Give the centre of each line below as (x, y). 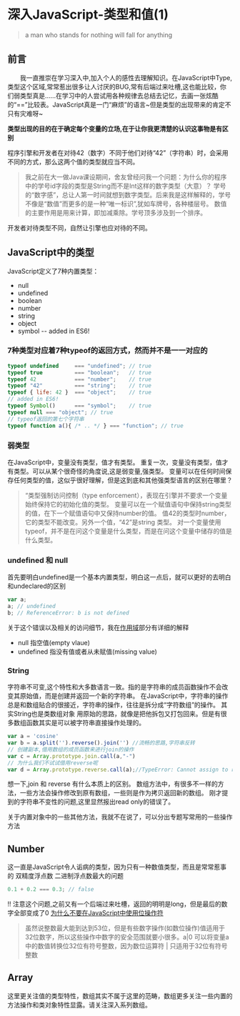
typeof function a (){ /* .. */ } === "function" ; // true (95, 426)
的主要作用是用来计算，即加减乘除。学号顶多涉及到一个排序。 (116, 212)
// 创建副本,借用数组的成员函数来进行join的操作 (71, 749)
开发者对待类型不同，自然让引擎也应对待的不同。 (79, 228)
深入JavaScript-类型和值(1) (88, 15)
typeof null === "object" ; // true (60, 412)
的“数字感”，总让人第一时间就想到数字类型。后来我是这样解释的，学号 (128, 194)
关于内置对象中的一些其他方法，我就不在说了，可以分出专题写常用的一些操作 (120, 817)
